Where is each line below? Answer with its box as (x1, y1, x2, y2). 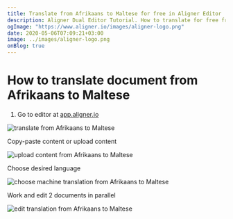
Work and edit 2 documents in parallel (7, 190, 116, 199)
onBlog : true (7, 42, 45, 49)
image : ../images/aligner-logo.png (7, 36, 110, 43)
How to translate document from (7, 72, 198, 88)
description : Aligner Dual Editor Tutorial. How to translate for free (7, 17, 218, 24)
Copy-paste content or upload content (7, 137, 117, 145)
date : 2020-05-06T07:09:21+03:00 (7, 29, 104, 37)
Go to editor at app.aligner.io (17, 110, 99, 118)
